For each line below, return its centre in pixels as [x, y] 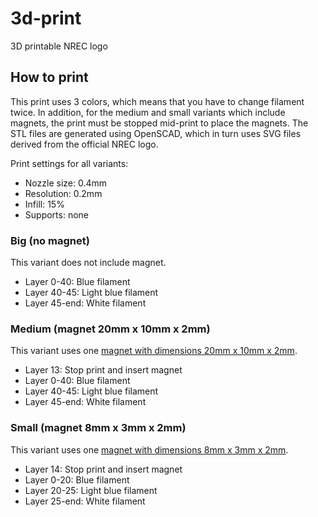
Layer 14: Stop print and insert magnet [103, 469]
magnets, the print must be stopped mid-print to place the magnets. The [159, 123]
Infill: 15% [44, 204]
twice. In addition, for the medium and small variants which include [148, 112]
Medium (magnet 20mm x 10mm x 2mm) [110, 329]
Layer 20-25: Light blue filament [91, 490]
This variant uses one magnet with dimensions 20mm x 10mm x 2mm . [154, 351]
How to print [49, 77]
